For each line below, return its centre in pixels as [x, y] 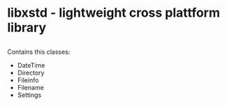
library [27, 28]
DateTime [31, 65]
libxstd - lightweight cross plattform [114, 13]
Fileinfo [28, 80]
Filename [30, 87]
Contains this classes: [39, 52]
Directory [31, 73]
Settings [29, 95]
